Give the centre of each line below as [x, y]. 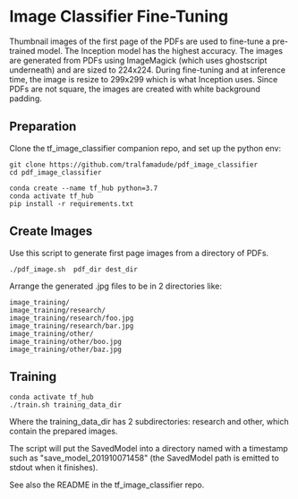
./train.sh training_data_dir [66, 405]
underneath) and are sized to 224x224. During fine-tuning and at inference [148, 70]
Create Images [51, 232]
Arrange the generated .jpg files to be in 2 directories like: [115, 286]
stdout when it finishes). [54, 468]
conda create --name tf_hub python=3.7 [84, 188]
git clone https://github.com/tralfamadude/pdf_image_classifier [133, 164]
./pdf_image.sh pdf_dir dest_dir [74, 269]
